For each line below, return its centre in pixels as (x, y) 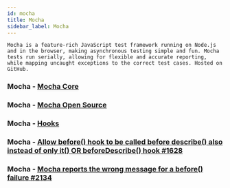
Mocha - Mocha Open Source (57, 105)
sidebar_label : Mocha (38, 26)
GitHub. (18, 70)
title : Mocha (26, 20)
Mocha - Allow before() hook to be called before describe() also (115, 142)
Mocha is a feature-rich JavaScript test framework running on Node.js (112, 45)
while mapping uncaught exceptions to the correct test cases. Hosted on (115, 63)
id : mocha (21, 13)
